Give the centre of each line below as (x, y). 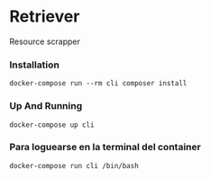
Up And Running (46, 106)
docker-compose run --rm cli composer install (98, 84)
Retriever (45, 17)
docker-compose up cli (52, 125)
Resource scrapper (45, 41)
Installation (35, 65)
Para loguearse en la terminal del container (105, 148)
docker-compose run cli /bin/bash (74, 166)
